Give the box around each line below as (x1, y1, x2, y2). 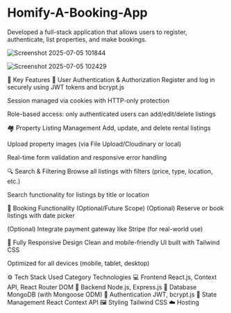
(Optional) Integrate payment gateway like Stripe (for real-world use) (7, 224, 203, 233)
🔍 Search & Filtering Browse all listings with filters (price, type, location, (7, 167, 213, 175)
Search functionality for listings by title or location (7, 190, 149, 198)
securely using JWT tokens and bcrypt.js (7, 83, 125, 91)
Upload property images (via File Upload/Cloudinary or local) (7, 139, 182, 148)
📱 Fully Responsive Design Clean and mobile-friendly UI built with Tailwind (7, 238, 220, 246)
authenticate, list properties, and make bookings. (7, 35, 147, 43)
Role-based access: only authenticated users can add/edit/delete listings (7, 110, 216, 118)
